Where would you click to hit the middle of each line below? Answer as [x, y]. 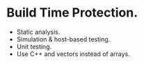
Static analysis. [38, 32]
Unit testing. [34, 46]
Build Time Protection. [72, 13]
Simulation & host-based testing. [63, 39]
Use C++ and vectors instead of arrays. [73, 54]
